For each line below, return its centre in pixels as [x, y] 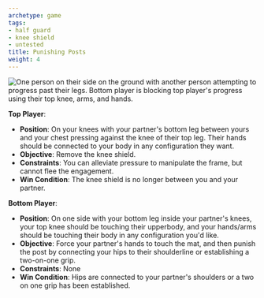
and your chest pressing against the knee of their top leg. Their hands [133, 137]
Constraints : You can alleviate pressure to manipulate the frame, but [131, 162]
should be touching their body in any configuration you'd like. [119, 235]
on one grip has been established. [75, 285]
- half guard [30, 30]
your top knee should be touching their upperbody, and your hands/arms [138, 226]
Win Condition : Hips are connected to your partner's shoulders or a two [137, 277]
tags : [17, 23]
